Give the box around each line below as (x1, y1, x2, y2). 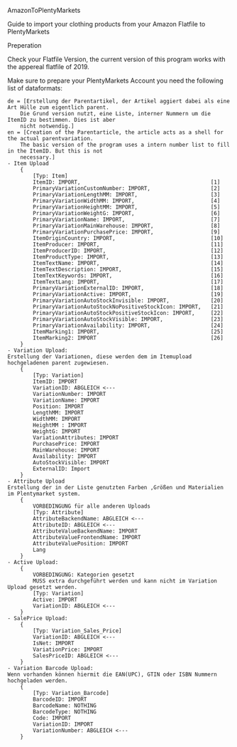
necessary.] (20, 154, 55, 161)
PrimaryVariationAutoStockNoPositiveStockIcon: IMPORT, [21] (33, 303, 224, 310)
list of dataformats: (7, 84, 62, 92)
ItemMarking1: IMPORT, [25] (33, 328, 224, 335)
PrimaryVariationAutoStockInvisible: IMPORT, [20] (33, 297, 224, 304)
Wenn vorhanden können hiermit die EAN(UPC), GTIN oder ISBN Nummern (7, 671, 218, 678)
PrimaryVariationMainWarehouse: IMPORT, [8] (33, 222, 221, 229)
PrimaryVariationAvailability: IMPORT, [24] (33, 322, 224, 329)
